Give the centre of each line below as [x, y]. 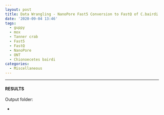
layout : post [18, 10]
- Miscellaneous [26, 69]
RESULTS [15, 89]
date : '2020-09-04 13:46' [31, 19]
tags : [10, 23]
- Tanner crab [24, 37]
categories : [17, 64]
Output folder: [19, 99]
